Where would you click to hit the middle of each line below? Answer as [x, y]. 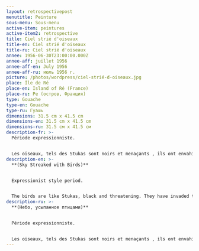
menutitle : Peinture [32, 17]
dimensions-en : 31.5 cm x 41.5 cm [49, 122]
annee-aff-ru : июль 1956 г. [41, 72]
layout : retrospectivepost [39, 12]
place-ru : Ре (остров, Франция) [46, 94]
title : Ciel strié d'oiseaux [42, 39]
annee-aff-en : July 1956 [37, 66]
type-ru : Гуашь [25, 110]
